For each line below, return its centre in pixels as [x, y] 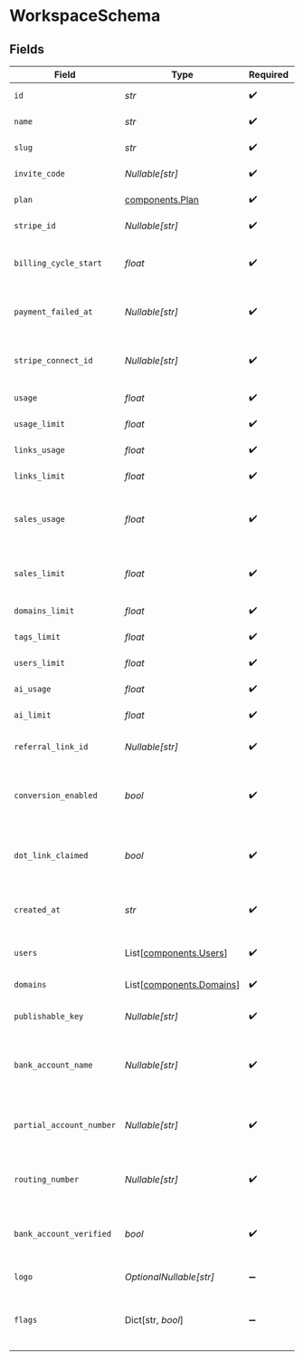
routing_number [47, 1179]
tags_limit [37, 637]
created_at [37, 910]
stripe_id [35, 226]
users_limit [40, 663]
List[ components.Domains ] [183, 985]
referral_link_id [51, 747]
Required [269, 75]
